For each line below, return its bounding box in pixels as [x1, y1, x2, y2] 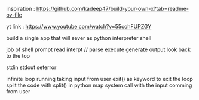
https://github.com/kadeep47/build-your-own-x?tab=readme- [36, 5, 189, 12]
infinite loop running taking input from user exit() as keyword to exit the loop [6, 76, 193, 82]
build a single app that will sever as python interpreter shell [6, 35, 152, 41]
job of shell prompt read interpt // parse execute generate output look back [6, 46, 191, 53]
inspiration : [6, 5, 35, 12]
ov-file [6, 11, 22, 18]
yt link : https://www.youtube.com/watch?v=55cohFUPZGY [6, 23, 152, 30]
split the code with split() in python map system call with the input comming [6, 82, 192, 89]
